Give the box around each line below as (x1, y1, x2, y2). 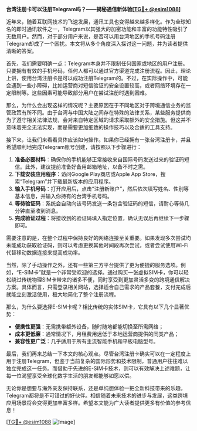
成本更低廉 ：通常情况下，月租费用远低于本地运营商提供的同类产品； (14, 331, 179, 337)
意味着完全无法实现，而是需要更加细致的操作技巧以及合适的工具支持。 (6, 124, 176, 131)
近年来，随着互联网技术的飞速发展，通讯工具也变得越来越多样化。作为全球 (6, 18, 186, 25)
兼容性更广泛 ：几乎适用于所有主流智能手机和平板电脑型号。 (14, 338, 159, 345)
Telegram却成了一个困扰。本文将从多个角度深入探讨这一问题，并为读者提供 (6, 40, 188, 47)
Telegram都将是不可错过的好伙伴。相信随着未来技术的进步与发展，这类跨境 (6, 392, 188, 399)
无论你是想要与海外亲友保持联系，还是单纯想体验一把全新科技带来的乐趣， (6, 385, 186, 392)
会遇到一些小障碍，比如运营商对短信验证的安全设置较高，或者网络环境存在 (6, 82, 186, 89)
